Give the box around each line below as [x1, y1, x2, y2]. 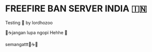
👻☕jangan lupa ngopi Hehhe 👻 [5, 29, 68, 35]
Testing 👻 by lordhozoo [5, 19, 53, 25]
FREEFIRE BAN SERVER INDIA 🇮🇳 [5, 3, 147, 14]
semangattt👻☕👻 [5, 41, 38, 47]
